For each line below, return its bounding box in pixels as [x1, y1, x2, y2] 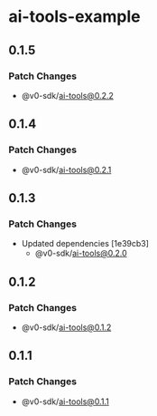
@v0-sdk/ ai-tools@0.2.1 [21, 164, 112, 175]
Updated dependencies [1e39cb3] [21, 238, 150, 249]
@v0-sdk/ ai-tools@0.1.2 [21, 322, 112, 333]
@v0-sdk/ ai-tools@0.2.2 [21, 90, 115, 101]
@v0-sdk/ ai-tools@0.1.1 [21, 396, 109, 407]
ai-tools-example [8, 6, 141, 27]
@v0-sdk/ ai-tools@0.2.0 [34, 247, 127, 259]
